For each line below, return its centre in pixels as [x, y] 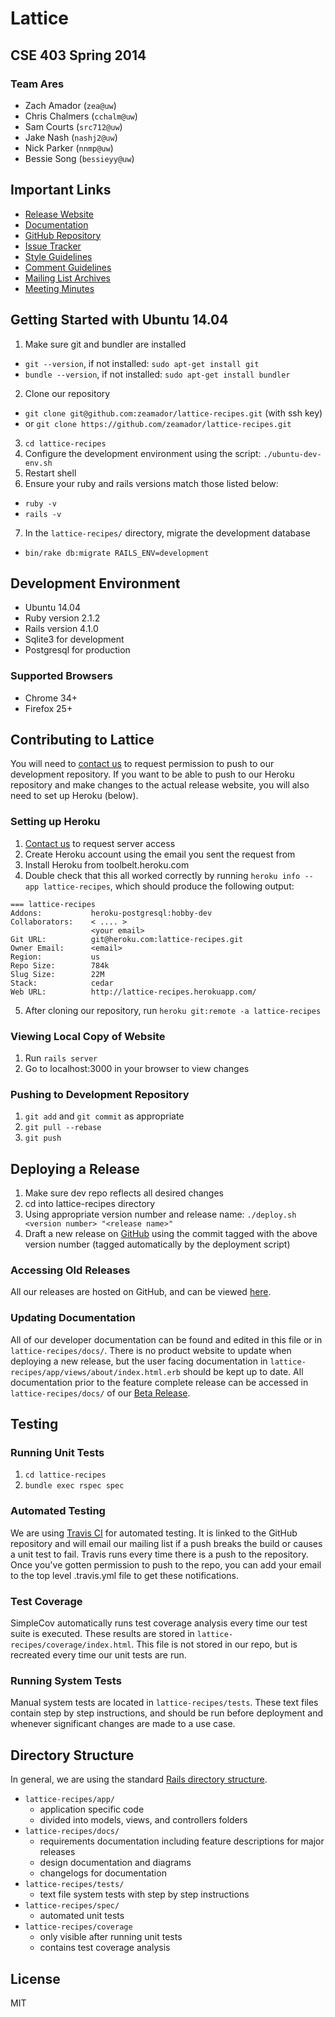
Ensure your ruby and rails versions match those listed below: [151, 483]
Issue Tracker [53, 246]
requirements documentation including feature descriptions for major [182, 1841]
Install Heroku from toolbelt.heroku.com [107, 864]
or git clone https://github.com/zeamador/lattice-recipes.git [158, 423]
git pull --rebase [63, 1128]
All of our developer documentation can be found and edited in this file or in [166, 1339]
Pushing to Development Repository [100, 1094]
